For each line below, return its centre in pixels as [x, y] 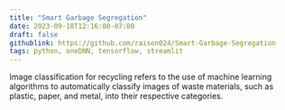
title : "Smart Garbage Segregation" [78, 18]
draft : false [34, 34]
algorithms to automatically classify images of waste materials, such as [142, 87]
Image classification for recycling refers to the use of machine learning [141, 77]
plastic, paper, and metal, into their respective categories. [116, 96]
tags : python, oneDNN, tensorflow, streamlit [96, 51]
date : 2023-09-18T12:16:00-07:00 [72, 26]
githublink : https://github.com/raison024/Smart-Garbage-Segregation [143, 43]
